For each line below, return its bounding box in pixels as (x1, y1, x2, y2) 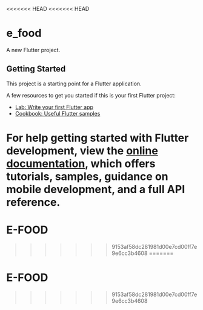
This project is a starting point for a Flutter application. (6, 80, 142, 87)
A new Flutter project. (6, 46, 61, 53)
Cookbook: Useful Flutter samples (15, 110, 101, 117)
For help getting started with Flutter (6, 131, 189, 145)
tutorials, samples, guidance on (6, 170, 168, 183)
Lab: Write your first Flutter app (15, 103, 94, 111)
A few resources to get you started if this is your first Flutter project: (6, 91, 176, 99)
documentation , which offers (6, 157, 156, 170)
